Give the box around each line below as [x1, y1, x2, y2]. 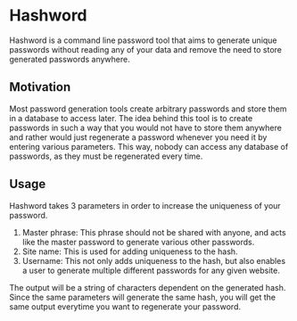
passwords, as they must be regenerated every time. [9, 151, 203, 161]
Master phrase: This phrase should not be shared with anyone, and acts [21, 226, 287, 237]
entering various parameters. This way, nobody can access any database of [9, 141, 289, 152]
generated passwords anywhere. [9, 53, 131, 64]
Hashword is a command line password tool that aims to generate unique [9, 35, 278, 45]
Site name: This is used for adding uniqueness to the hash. [21, 246, 238, 257]
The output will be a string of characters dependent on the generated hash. [9, 282, 286, 292]
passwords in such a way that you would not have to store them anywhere [9, 122, 283, 133]
